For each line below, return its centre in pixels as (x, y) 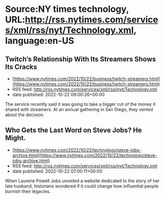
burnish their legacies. (28, 191)
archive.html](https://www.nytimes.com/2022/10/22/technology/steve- (85, 155)
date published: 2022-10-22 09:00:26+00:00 (58, 95)
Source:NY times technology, (67, 9)
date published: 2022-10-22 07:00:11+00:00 (57, 171)
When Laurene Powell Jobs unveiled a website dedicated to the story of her (82, 181)
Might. (16, 138)
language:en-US (40, 41)
